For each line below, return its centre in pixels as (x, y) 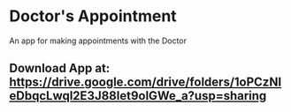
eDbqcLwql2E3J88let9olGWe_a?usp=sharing (138, 96)
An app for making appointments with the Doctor (98, 41)
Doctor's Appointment (93, 16)
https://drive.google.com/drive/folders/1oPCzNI (145, 82)
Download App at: (60, 68)
